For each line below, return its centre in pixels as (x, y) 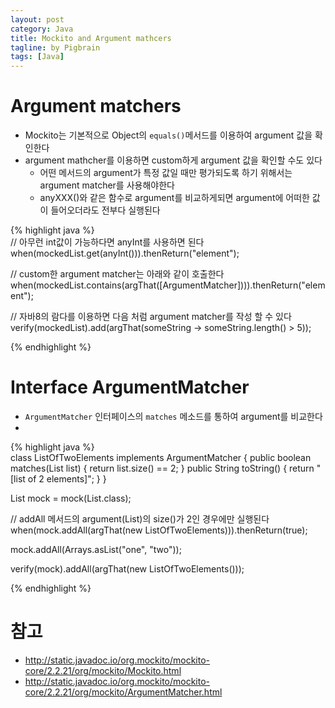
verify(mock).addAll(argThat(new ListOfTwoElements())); (127, 569)
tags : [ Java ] (37, 57)
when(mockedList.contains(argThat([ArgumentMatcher (124, 285)
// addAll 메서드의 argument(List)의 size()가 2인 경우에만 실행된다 (140, 519)
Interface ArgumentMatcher (130, 387)
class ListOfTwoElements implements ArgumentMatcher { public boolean (161, 457)
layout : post (37, 19)
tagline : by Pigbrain (55, 47)
